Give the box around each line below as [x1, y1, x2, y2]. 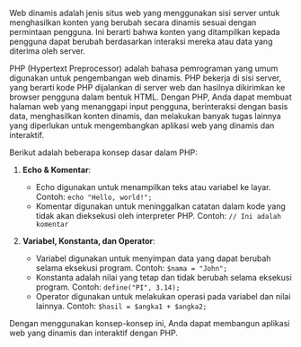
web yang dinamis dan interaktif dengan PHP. [9, 327, 178, 338]
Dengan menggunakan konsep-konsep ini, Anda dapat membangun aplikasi [9, 318, 290, 328]
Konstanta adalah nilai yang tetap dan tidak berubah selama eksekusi [35, 273, 292, 282]
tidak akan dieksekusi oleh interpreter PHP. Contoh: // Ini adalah [35, 211, 281, 221]
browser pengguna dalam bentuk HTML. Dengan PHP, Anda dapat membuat [9, 91, 292, 102]
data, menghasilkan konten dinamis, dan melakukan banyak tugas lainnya [9, 111, 281, 121]
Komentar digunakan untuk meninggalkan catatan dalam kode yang [35, 201, 286, 212]
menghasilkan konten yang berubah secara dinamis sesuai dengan [9, 17, 257, 28]
